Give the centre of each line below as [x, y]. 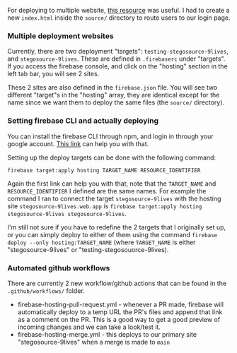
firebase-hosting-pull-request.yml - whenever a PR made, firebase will [121, 304]
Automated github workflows [59, 268]
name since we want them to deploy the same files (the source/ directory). [116, 102]
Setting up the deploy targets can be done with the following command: [112, 157]
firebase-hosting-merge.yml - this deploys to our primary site [107, 334]
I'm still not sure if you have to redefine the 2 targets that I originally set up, [117, 227]
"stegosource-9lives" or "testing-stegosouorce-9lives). [88, 249]
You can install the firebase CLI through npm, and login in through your [110, 136]
